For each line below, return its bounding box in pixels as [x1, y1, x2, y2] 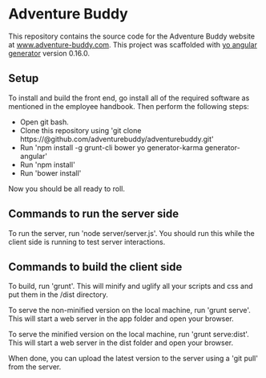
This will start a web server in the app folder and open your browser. [8, 314, 234, 323]
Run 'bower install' [19, 168, 82, 177]
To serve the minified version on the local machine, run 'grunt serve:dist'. [8, 330, 250, 339]
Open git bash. [19, 117, 70, 127]
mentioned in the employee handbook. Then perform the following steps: [8, 101, 250, 111]
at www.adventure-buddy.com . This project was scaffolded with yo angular [8, 39, 258, 49]
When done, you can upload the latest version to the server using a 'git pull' [8, 354, 259, 364]
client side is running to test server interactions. [8, 237, 166, 246]
